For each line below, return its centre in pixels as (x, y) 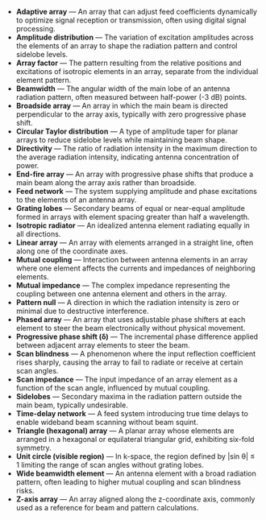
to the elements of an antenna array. (76, 200)
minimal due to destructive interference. (82, 311)
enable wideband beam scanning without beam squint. (107, 422)
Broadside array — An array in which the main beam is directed (122, 105)
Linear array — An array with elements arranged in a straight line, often (135, 242)
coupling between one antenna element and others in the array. (121, 294)
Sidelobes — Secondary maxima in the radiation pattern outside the (129, 396)
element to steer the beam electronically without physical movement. (131, 328)
